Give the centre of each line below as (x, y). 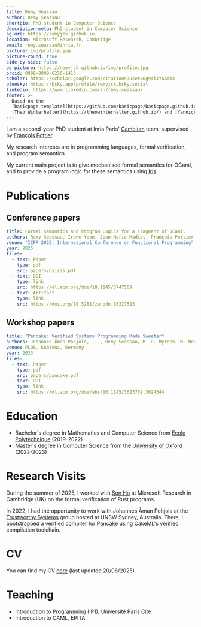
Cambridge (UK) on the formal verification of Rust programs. (81, 499)
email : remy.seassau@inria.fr (44, 46)
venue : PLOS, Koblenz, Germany (45, 348)
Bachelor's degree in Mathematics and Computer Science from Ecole (100, 433)
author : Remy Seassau (33, 17)
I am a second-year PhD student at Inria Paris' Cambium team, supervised (98, 129)
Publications (38, 196)
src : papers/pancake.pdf (48, 375)
